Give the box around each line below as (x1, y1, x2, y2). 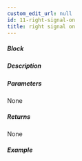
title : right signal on (7, 23, 76, 30)
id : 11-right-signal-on (7, 17, 76, 23)
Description (7, 61, 42, 70)
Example (7, 146, 33, 154)
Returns (7, 112, 31, 121)
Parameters (7, 79, 42, 87)
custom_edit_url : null (7, 10, 72, 17)
